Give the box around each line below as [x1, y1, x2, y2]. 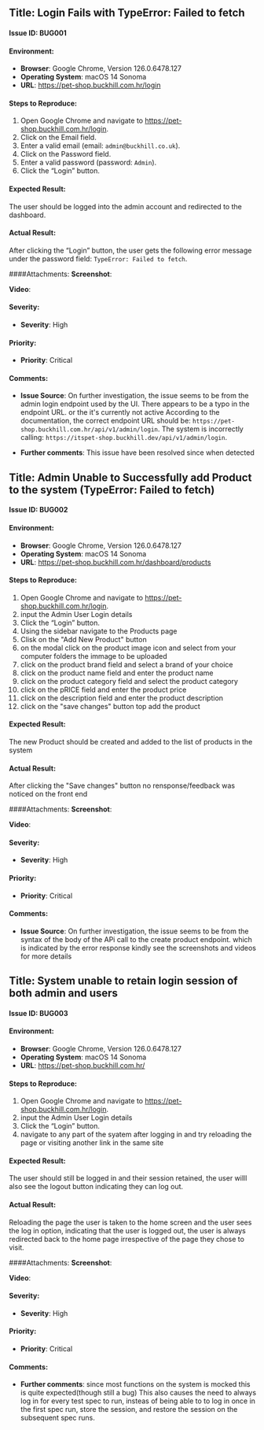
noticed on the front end [9, 789, 88, 799]
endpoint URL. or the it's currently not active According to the [20, 408, 220, 417]
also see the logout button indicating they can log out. [9, 1182, 184, 1192]
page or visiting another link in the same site [20, 1138, 164, 1147]
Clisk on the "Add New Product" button [20, 634, 148, 644]
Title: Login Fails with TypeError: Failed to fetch [9, 6, 245, 20]
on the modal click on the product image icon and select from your [20, 643, 236, 652]
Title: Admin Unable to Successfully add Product [9, 471, 252, 484]
